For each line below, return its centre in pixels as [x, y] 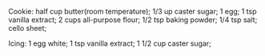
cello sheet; [28, 28]
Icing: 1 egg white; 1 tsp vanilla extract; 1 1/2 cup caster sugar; [110, 43]
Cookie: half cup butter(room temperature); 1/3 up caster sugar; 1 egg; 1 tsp [133, 11]
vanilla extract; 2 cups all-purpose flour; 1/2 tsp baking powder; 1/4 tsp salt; [133, 20]
